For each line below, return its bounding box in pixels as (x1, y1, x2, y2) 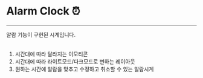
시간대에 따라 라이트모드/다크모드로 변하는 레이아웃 (14, 57, 135, 65)
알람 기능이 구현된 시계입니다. (6, 31, 76, 38)
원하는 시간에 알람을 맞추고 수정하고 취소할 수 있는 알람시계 (14, 65, 154, 73)
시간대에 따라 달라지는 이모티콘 (14, 50, 88, 57)
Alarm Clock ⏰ (6, 4, 80, 18)
